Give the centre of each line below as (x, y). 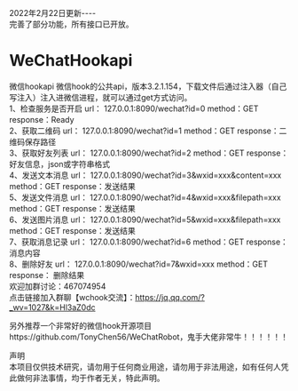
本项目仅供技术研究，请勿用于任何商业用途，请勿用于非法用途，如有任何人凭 (149, 366)
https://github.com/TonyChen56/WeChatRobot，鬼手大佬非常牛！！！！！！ (149, 337)
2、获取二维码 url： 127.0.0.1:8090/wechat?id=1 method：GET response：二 (148, 131)
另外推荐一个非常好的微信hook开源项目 (81, 325)
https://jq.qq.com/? (170, 297)
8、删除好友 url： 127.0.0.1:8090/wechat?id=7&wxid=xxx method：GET (139, 264)
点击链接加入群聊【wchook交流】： (72, 297)
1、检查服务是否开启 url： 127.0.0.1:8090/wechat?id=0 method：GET (134, 108)
